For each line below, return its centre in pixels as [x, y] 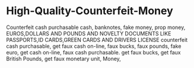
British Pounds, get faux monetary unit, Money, [64, 59]
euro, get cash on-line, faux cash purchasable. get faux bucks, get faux [93, 52]
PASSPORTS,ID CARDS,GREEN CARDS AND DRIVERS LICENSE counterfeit [97, 40]
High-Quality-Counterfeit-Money [90, 11]
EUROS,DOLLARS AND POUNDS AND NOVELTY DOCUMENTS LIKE [89, 33]
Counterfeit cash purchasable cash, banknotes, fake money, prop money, [96, 27]
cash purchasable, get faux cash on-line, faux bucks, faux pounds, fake [94, 46]
